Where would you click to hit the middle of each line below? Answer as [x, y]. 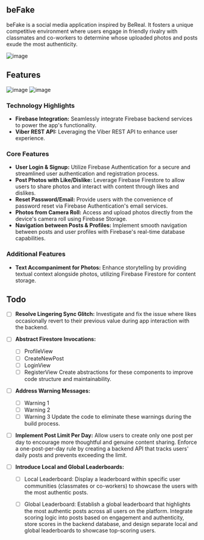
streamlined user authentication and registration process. [87, 174]
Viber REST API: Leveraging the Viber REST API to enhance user [96, 131]
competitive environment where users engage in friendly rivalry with [92, 31]
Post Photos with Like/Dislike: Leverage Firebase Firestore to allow [100, 180]
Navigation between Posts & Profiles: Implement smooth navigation [101, 225]
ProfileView [38, 351]
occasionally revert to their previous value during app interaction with [102, 321]
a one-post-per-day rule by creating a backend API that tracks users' [102, 449]
